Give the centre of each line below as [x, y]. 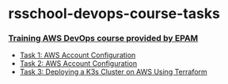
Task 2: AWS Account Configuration [78, 64]
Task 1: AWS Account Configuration [78, 55]
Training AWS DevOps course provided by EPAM [103, 38]
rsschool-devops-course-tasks [114, 14]
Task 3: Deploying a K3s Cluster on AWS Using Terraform [113, 72]
